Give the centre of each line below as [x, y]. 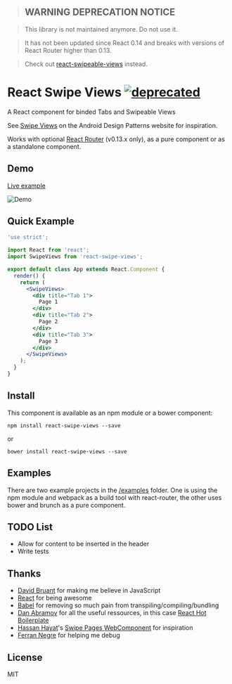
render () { [30, 276]
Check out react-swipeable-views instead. [86, 64]
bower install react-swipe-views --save [67, 451]
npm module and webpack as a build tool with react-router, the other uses [115, 497]
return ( [33, 282]
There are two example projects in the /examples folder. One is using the [112, 490]
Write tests [33, 551]
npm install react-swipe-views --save [64, 425]
